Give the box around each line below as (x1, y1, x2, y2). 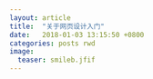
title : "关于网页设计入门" (9, 22, 105, 31)
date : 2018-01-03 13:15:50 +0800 (9, 30, 145, 39)
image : (9, 47, 35, 56)
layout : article (9, 13, 71, 23)
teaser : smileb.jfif (17, 55, 96, 64)
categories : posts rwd (9, 38, 96, 48)
